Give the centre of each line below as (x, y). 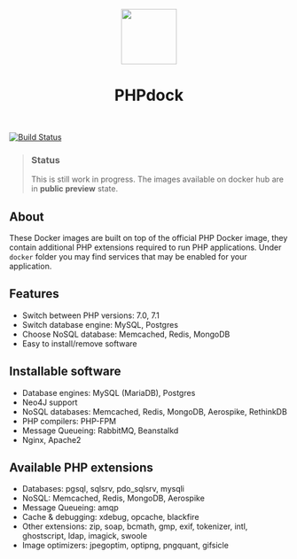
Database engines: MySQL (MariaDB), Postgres (109, 392)
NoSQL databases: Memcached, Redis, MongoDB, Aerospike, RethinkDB (155, 411)
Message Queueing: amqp (70, 508)
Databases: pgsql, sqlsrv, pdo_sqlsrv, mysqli (103, 489)
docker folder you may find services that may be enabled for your (128, 257)
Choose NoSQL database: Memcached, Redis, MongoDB (126, 334)
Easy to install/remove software (79, 343)
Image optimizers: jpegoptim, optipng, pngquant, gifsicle (125, 546)
